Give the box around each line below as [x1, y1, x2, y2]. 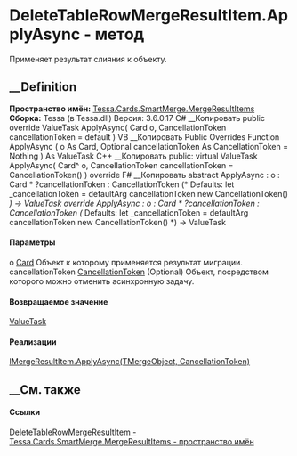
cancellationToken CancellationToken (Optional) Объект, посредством [9, 266, 269, 277]
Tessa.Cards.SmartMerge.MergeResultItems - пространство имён [9, 436, 255, 446]
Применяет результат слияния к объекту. [9, 53, 167, 64]
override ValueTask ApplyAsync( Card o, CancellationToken [9, 122, 227, 133]
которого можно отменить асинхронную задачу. [9, 275, 195, 286]
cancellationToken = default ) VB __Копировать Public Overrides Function [9, 131, 280, 142]
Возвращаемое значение [9, 296, 108, 307]
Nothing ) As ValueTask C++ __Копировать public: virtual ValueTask [9, 151, 258, 161]
